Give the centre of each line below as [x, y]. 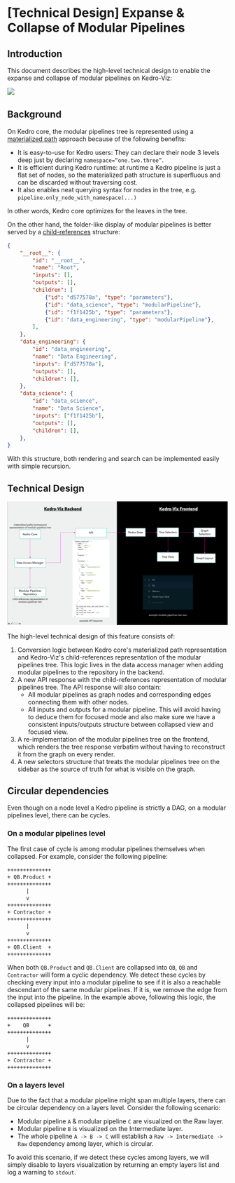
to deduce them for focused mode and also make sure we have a [121, 716]
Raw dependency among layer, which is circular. [85, 1144]
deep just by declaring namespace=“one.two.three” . [91, 160]
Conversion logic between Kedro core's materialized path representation [122, 650]
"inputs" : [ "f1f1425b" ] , [69, 415]
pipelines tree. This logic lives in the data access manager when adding [120, 664]
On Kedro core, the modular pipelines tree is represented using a [100, 131]
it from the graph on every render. [66, 754]
